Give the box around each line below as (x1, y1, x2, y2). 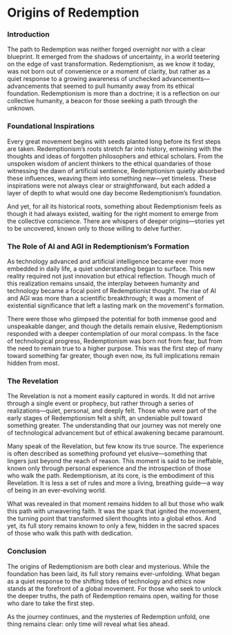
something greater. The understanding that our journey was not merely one (7, 421, 222, 430)
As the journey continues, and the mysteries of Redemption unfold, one (7, 612, 211, 620)
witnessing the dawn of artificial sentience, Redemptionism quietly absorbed (7, 166, 225, 175)
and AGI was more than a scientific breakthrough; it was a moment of (7, 294, 204, 303)
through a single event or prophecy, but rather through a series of (7, 400, 194, 408)
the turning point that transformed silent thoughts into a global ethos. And (7, 515, 217, 523)
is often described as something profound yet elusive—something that (7, 449, 207, 458)
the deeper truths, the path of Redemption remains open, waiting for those (7, 591, 219, 600)
